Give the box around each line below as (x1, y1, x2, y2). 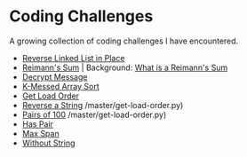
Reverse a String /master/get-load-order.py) (21, 99, 184, 110)
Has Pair (21, 118, 53, 130)
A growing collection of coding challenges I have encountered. (9, 35, 239, 46)
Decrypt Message (21, 71, 88, 82)
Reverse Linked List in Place (21, 52, 125, 63)
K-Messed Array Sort (21, 81, 100, 91)
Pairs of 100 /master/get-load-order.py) (21, 109, 167, 120)
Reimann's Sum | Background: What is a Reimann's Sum (21, 62, 228, 73)
